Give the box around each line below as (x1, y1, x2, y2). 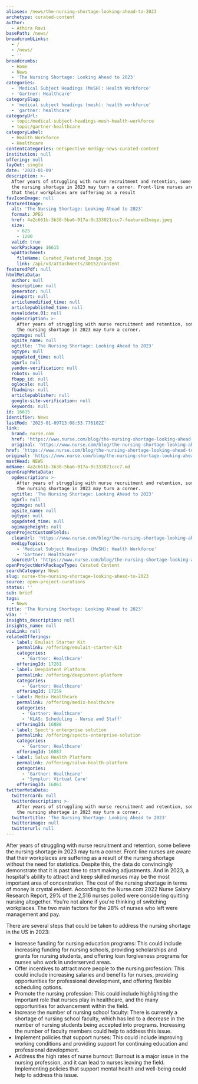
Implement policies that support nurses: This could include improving (14, 1034, 183, 1041)
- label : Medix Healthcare (11, 694, 78, 700)
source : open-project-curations (6, 579, 85, 584)
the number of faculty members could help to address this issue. (14, 1027, 172, 1034)
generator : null (11, 288, 51, 294)
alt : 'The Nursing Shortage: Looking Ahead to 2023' (11, 206, 144, 212)
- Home (11, 63, 28, 70)
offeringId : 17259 (16, 688, 62, 695)
